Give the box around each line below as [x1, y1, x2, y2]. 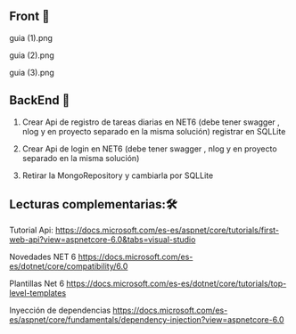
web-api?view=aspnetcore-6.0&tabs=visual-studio [9, 234, 196, 245]
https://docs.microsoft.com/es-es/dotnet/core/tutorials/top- [66, 278, 287, 289]
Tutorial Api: [9, 224, 53, 236]
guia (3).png [9, 67, 55, 77]
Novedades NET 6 [9, 251, 77, 263]
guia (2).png [9, 50, 55, 61]
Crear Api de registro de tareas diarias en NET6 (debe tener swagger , [21, 117, 281, 127]
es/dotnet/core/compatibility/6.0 [9, 261, 128, 272]
